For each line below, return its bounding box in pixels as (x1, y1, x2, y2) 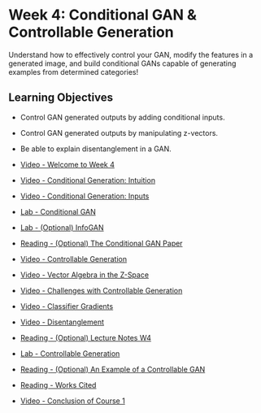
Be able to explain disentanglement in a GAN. (20, 144, 172, 154)
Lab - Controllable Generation (20, 348, 120, 359)
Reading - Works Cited (20, 380, 97, 389)
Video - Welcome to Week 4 (20, 159, 115, 169)
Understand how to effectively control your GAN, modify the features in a (8, 50, 254, 59)
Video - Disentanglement (20, 317, 104, 327)
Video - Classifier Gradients (20, 301, 114, 311)
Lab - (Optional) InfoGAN (20, 222, 104, 233)
